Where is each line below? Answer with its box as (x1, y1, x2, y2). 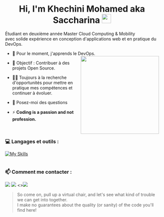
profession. (12, 116, 37, 122)
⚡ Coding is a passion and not (12, 109, 74, 115)
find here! (17, 207, 37, 213)
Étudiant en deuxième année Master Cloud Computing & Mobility (5, 31, 135, 36)
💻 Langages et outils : (5, 138, 59, 145)
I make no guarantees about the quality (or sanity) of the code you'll (17, 202, 154, 208)
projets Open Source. (12, 65, 55, 71)
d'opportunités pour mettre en (12, 79, 73, 86)
